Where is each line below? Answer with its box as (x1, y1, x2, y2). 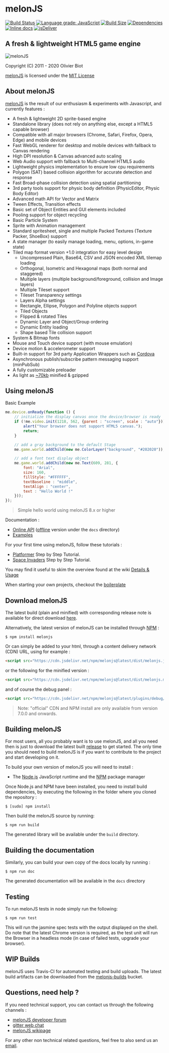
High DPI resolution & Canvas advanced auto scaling (12, 153, 122, 159)
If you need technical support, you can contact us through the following (5, 1002, 154, 1008)
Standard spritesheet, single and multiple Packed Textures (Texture (12, 227, 152, 234)
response (12, 174, 33, 180)
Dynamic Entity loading (20, 324, 68, 330)
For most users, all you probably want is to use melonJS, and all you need (5, 738, 158, 745)
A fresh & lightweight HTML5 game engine (5, 40, 141, 48)
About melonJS (5, 87, 55, 96)
